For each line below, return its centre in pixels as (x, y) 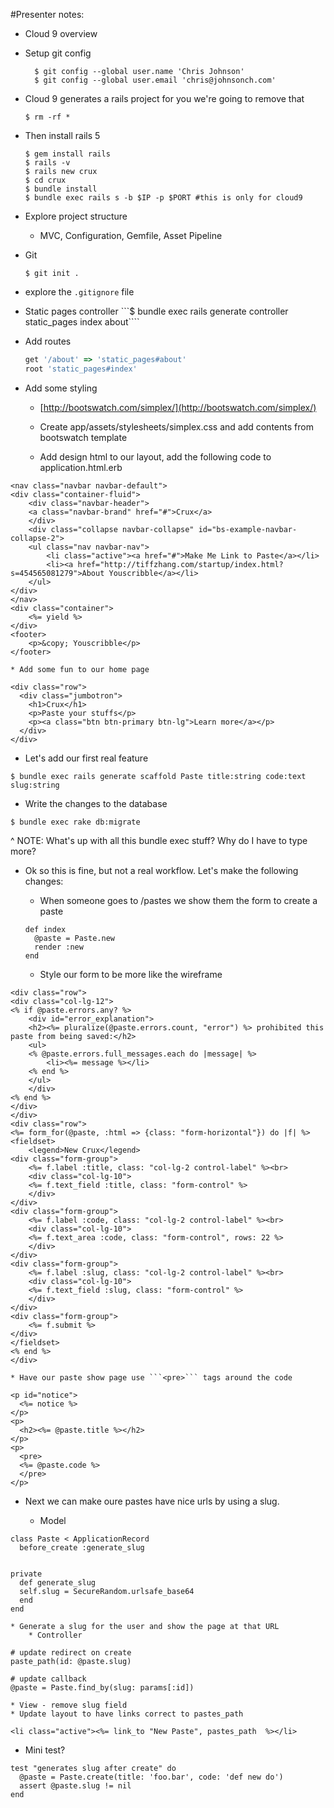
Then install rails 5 (62, 135)
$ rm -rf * (47, 117)
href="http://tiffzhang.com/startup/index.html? (180, 564)
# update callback (48, 1679)
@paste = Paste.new (74, 938)
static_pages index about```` (82, 322)
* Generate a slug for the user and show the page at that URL (145, 1626)
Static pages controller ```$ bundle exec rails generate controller (156, 311)
